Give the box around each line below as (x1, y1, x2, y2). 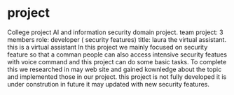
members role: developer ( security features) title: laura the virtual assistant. (7, 35, 226, 43)
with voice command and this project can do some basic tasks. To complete (7, 57, 227, 66)
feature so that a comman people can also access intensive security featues (7, 50, 228, 59)
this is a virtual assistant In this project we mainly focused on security (7, 43, 208, 51)
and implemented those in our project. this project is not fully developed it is (7, 72, 227, 81)
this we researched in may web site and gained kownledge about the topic (7, 65, 222, 73)
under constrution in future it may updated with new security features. (7, 80, 210, 88)
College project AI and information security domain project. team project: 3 (7, 28, 223, 36)
